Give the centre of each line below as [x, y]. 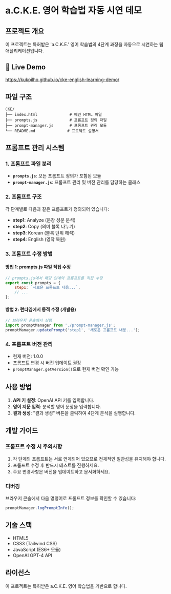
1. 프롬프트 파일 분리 [29, 164]
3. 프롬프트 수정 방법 [29, 253]
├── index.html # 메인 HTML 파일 [54, 114]
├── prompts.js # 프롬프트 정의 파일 [56, 120]
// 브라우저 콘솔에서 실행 [29, 321]
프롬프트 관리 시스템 [35, 148]
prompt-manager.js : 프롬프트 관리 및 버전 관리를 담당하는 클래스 [77, 182]
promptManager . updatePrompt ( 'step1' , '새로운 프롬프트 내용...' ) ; [73, 330]
